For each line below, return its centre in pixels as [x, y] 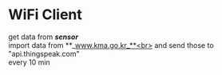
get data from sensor [43, 37]
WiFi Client [45, 15]
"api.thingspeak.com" [44, 53]
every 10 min [29, 62]
